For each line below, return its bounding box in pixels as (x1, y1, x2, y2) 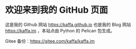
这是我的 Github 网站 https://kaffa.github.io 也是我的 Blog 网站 (5, 22, 131, 27)
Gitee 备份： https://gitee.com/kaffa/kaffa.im (5, 38, 95, 44)
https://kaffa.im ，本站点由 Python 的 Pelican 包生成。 (5, 27, 115, 33)
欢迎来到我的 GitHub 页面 (5, 4, 108, 16)
